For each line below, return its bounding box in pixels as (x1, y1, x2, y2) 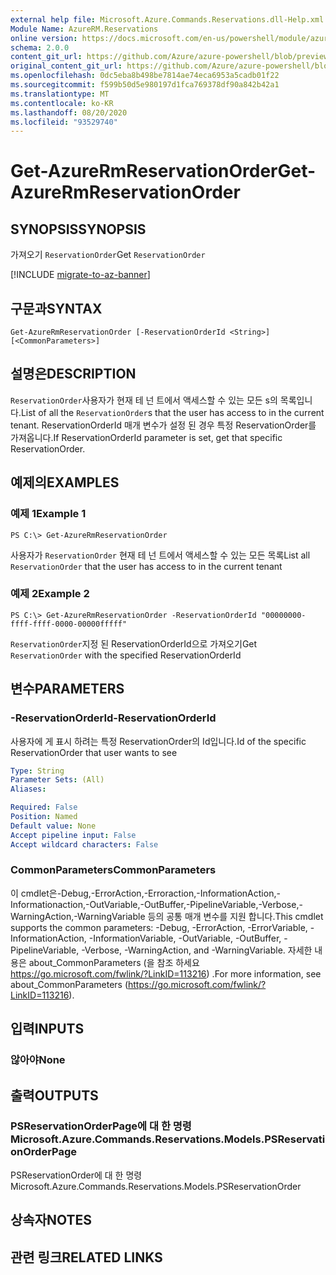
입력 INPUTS (10, 1021, 85, 1038)
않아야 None (10, 1053, 66, 1067)
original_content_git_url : (10, 61, 123, 71)
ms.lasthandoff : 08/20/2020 (10, 107, 128, 118)
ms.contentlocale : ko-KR (10, 98, 114, 108)
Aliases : (10, 784, 47, 795)
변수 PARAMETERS (10, 681, 125, 698)
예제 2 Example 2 (10, 587, 90, 601)
